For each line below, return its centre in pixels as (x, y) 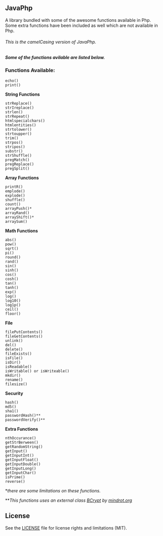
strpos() (14, 142)
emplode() (15, 191)
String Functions (23, 94)
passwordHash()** (23, 415)
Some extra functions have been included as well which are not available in (81, 25)
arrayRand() (17, 213)
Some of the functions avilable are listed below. (55, 58)
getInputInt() (20, 455)
